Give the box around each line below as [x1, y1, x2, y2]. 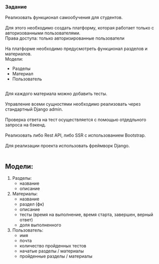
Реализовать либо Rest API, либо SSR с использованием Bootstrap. [5, 132, 146, 138]
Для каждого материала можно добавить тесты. [5, 91, 107, 96]
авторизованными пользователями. [5, 30, 81, 36]
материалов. [5, 51, 32, 57]
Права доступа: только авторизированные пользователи [5, 35, 125, 41]
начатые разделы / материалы [19, 248, 84, 254]
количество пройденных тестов [19, 243, 87, 249]
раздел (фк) [19, 201, 44, 207]
